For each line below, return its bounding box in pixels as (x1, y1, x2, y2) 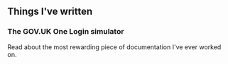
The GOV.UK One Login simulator (7, 27, 124, 37)
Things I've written (7, 6, 93, 18)
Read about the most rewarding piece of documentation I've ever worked (7, 42, 222, 51)
